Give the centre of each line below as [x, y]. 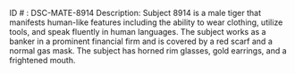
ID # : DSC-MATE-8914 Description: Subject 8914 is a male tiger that [135, 13]
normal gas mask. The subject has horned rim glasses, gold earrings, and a [148, 51]
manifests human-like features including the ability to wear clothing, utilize [146, 22]
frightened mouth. [42, 60]
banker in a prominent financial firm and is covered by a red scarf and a [141, 41]
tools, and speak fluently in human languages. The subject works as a [138, 32]
